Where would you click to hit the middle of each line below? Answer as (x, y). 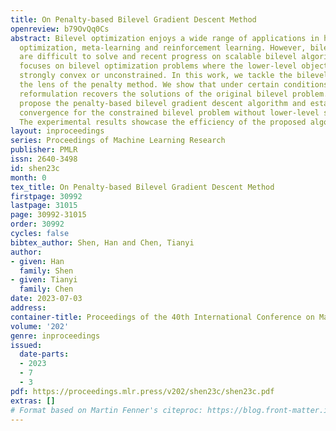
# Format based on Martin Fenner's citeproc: (106, 410)
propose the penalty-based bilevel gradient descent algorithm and (163, 103)
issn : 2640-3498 (44, 159)
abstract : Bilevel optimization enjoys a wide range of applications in (165, 38)
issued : (26, 345)
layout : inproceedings (57, 131)
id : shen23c (35, 168)
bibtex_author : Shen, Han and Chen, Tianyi (102, 242)
